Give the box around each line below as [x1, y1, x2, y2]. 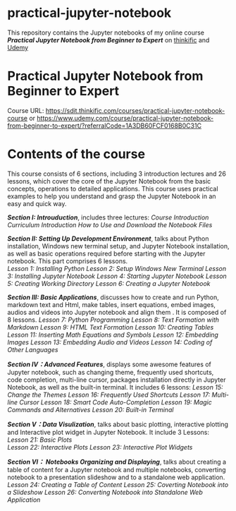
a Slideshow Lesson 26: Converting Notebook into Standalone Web [7, 488, 203, 496]
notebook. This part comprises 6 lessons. [7, 256, 128, 265]
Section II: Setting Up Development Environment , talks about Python [7, 234, 209, 243]
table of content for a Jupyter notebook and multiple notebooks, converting [7, 465, 227, 474]
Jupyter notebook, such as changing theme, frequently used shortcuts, [7, 368, 214, 376]
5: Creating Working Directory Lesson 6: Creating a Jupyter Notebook [7, 279, 211, 287]
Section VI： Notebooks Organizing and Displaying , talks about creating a [7, 457, 227, 466]
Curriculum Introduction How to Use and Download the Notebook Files [7, 220, 213, 229]
